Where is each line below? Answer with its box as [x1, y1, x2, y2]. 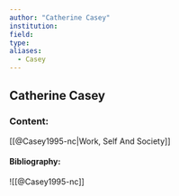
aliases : [9, 47, 42, 56]
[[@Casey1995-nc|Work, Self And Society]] [9, 136, 171, 147]
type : [9, 38, 30, 48]
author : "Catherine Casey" [9, 13, 111, 22]
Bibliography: [9, 156, 61, 167]
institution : [9, 22, 58, 31]
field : [9, 30, 34, 39]
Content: [9, 115, 49, 128]
